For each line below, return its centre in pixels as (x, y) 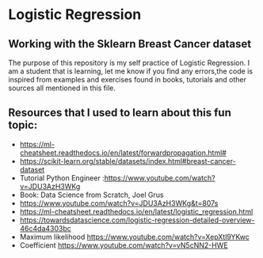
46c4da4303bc (45, 228)
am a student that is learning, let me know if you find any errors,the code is (131, 71)
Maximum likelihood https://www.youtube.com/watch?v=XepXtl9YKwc (134, 237)
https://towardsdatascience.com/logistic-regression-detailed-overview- (137, 220)
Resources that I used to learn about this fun (120, 113)
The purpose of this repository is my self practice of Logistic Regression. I (129, 63)
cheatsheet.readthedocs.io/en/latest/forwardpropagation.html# (123, 153)
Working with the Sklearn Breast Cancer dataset (130, 44)
